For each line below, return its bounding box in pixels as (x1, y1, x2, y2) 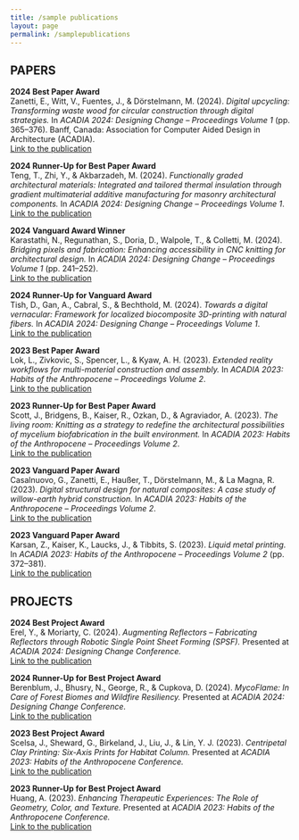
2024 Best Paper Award (10, 87, 101, 97)
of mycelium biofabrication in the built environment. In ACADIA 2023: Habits (10, 429, 291, 440)
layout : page (10, 21, 59, 30)
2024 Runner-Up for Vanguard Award (10, 290, 153, 301)
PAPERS (10, 62, 56, 78)
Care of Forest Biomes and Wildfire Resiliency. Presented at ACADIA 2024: (10, 692, 285, 702)
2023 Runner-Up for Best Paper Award (10, 401, 156, 412)
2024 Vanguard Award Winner (10, 225, 126, 237)
